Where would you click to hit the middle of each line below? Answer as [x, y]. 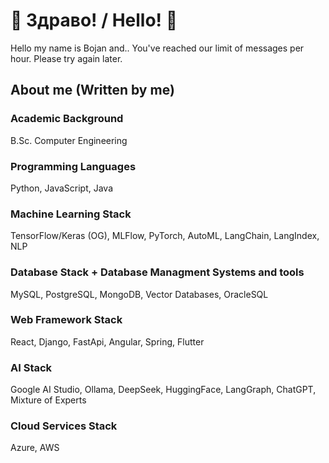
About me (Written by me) [92, 90]
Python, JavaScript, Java [62, 188]
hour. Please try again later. [66, 58]
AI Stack [31, 367]
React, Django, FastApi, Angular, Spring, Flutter [107, 341]
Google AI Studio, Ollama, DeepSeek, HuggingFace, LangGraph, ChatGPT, [163, 390]
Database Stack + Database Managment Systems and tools [157, 272]
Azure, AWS [35, 448]
